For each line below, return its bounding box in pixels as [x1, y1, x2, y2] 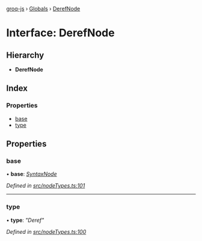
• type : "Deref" [6, 216, 44, 224]
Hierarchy [6, 50, 44, 60]
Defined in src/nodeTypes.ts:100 [6, 228, 87, 235]
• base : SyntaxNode [6, 171, 57, 178]
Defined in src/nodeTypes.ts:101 [6, 182, 85, 189]
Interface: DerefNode [6, 26, 115, 40]
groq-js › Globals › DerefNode [6, 5, 81, 12]
